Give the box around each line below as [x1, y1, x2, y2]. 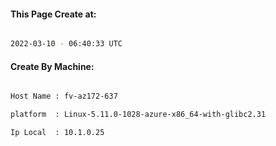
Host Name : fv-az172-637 [10, 91, 118, 102]
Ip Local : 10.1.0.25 [10, 128, 105, 138]
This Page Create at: [10, 8, 97, 20]
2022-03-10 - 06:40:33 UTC [10, 39, 123, 49]
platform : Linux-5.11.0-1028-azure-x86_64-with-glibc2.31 [10, 110, 267, 120]
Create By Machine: [10, 60, 95, 72]
